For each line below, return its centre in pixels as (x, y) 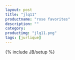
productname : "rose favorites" (38, 19)
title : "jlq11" (21, 14)
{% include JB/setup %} (30, 52)
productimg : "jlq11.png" (31, 33)
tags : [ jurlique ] (23, 38)
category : (15, 28)
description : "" (22, 24)
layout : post (19, 10)
